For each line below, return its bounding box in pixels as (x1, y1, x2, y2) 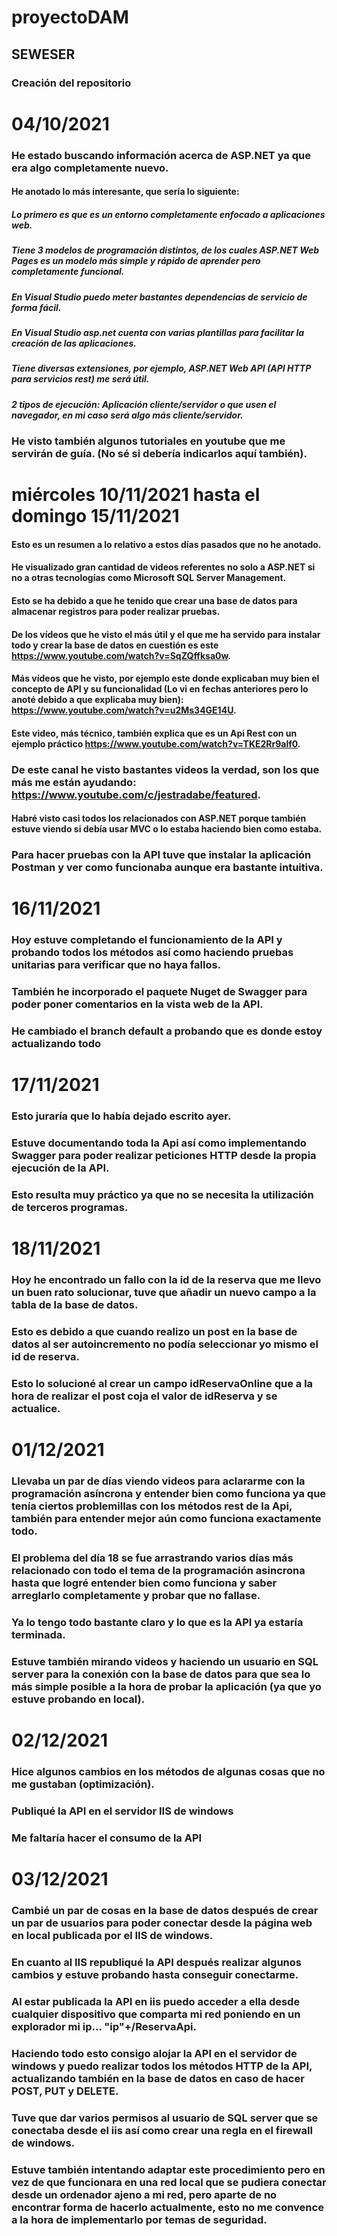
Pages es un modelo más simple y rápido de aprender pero (11, 255, 261, 267)
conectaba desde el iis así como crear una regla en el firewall (11, 2123, 313, 2137)
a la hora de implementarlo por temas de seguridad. (11, 2212, 268, 2226)
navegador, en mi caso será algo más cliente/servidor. (11, 409, 244, 421)
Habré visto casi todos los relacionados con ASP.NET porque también (11, 812, 307, 825)
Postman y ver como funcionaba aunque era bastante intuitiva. (11, 861, 324, 875)
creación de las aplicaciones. (11, 337, 137, 349)
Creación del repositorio (11, 76, 132, 90)
